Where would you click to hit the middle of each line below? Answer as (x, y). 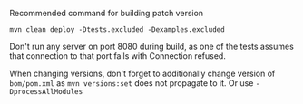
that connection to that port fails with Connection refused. (118, 56)
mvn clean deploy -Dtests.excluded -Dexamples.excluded (117, 30)
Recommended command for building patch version (107, 13)
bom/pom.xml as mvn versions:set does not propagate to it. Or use (132, 83)
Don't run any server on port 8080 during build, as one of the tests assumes (152, 46)
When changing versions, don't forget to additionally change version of (142, 73)
